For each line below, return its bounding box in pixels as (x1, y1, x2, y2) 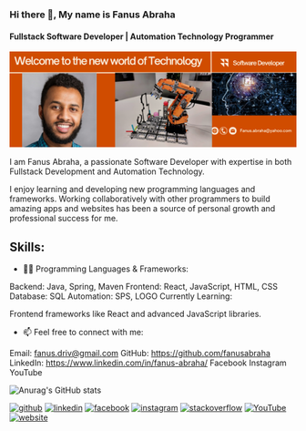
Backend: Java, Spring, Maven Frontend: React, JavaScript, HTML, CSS (9, 281, 278, 292)
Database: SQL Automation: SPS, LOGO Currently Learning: (9, 291, 233, 302)
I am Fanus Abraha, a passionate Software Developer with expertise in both (9, 157, 292, 168)
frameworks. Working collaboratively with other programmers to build (9, 193, 270, 204)
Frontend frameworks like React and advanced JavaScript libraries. (9, 308, 262, 319)
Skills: (9, 239, 46, 254)
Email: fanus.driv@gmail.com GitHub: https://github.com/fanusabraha (9, 347, 271, 358)
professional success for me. (9, 213, 118, 224)
